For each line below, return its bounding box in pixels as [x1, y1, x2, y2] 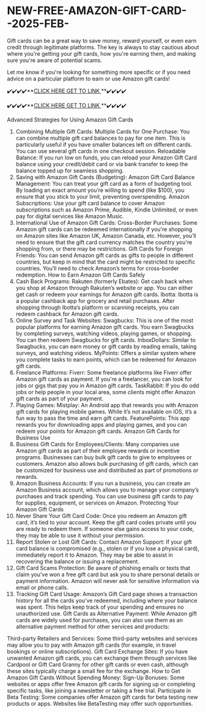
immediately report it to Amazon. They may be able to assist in [15, 551, 174, 559]
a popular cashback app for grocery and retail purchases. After [15, 297, 175, 304]
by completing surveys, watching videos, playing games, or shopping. [15, 329, 193, 337]
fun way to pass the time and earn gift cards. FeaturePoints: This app [15, 414, 190, 422]
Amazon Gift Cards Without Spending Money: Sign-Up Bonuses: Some [7, 674, 185, 681]
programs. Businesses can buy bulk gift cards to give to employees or [15, 453, 192, 460]
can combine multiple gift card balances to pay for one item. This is [15, 134, 186, 142]
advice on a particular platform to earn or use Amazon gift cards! [7, 75, 171, 82]
